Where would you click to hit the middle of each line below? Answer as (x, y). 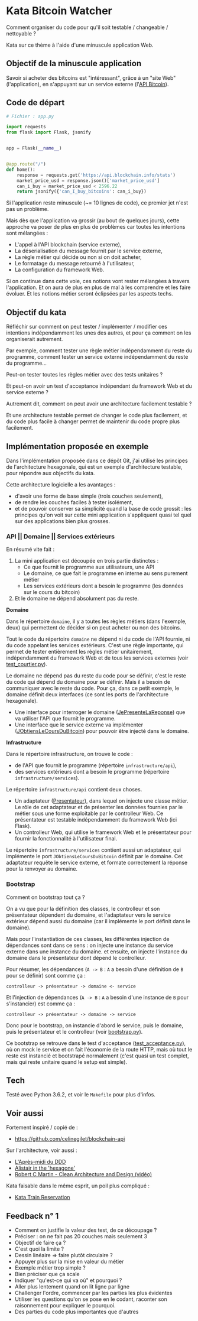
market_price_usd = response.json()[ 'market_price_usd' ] (88, 181)
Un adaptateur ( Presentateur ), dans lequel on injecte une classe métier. (101, 801)
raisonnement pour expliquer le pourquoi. (65, 1305)
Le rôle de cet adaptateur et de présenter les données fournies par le (99, 807)
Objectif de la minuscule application (74, 64)
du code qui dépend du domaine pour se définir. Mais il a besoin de (88, 682)
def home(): (21, 170)
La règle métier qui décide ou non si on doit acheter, (78, 257)
